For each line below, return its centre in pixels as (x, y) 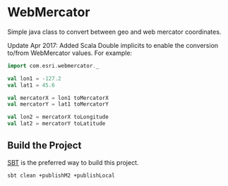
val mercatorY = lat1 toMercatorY (58, 104)
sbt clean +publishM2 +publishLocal (61, 175)
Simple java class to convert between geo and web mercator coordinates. (114, 32)
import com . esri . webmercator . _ (53, 66)
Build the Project (44, 145)
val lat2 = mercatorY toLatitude (56, 124)
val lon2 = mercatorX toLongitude (58, 117)
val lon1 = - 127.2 (34, 78)
